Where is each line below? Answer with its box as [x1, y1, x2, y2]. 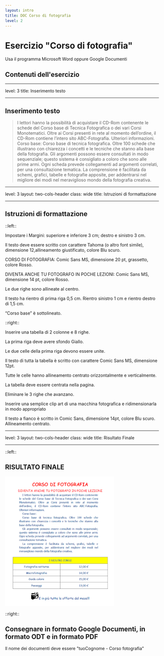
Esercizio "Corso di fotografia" [5, 40, 133, 51]
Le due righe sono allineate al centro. [5, 286, 80, 292]
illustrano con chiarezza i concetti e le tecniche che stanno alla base [17, 146, 155, 151]
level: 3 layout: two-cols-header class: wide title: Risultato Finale [5, 435, 135, 440]
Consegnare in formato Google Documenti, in [5, 625, 145, 633]
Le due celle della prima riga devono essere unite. [5, 348, 105, 354]
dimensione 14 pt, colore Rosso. [5, 276, 69, 282]
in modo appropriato [5, 406, 46, 412]
